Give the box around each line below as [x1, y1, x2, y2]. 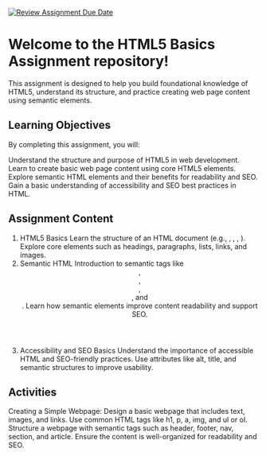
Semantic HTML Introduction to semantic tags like [19, 259, 185, 268]
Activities [8, 385, 57, 399]
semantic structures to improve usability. [19, 362, 154, 372]
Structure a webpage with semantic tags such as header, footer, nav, [8, 423, 234, 433]
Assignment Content [8, 212, 114, 226]
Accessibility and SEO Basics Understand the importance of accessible [19, 345, 254, 355]
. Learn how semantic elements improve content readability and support [22, 301, 258, 310]
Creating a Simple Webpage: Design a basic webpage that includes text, [8, 407, 245, 416]
